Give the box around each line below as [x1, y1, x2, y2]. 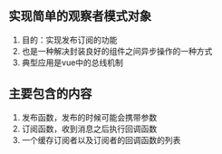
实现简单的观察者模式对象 [8, 8, 151, 24]
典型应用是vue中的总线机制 [21, 57, 124, 68]
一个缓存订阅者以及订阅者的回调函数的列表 [21, 134, 181, 145]
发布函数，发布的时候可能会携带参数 [21, 111, 158, 122]
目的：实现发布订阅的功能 [21, 34, 118, 45]
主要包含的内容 [8, 86, 92, 101]
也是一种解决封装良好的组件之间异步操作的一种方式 [21, 45, 213, 56]
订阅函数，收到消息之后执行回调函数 [21, 123, 158, 134]
